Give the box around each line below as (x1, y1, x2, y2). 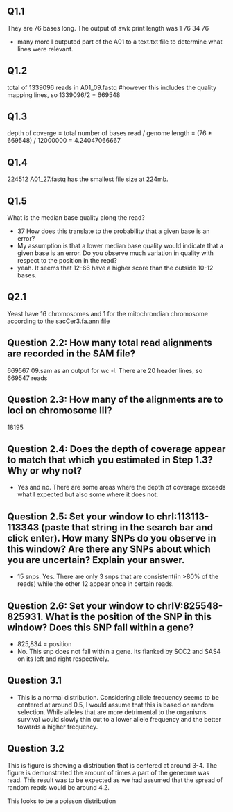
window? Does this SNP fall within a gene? (7, 621, 194, 633)
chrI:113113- (156, 510, 209, 522)
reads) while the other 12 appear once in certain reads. (17, 580, 175, 588)
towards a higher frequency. (17, 723, 98, 731)
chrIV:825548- (156, 600, 223, 612)
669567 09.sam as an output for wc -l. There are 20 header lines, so (7, 366, 203, 374)
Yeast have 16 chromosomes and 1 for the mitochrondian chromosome (7, 309, 209, 318)
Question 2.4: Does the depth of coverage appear (7, 443, 226, 455)
